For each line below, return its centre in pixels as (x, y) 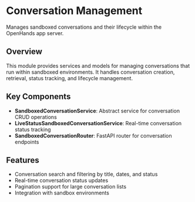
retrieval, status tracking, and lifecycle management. (70, 78)
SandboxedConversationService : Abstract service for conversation (97, 111)
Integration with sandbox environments (62, 193)
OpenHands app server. (35, 33)
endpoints (27, 142)
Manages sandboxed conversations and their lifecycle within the (84, 27)
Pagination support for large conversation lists (70, 187)
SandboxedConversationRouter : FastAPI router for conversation (93, 135)
